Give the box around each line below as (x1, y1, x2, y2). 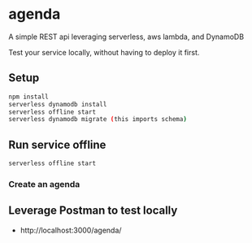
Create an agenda (8, 178, 80, 189)
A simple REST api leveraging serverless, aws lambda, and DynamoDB (8, 32, 245, 41)
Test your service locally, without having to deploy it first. (8, 47, 200, 57)
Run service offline (8, 137, 106, 151)
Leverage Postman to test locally (8, 204, 178, 218)
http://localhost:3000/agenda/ (20, 225, 122, 235)
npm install (8, 93, 49, 101)
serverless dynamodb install (8, 100, 107, 108)
